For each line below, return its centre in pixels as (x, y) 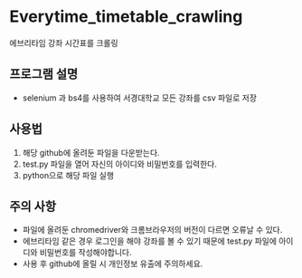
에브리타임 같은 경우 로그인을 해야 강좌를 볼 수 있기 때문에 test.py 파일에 (150, 241)
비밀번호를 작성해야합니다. (86, 253)
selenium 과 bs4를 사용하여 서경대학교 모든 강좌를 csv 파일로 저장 (140, 98)
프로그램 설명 (44, 74)
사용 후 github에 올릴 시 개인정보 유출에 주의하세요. (113, 264)
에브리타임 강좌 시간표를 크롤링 (64, 43)
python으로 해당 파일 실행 (68, 175)
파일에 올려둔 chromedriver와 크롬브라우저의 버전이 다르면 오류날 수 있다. (152, 230)
